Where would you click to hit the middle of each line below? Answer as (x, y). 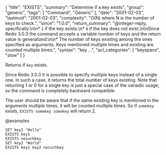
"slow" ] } (15, 55)
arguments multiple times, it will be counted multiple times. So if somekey (80, 106)
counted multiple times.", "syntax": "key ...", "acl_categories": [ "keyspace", (83, 50)
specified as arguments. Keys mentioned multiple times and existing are (79, 44)
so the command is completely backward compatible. (61, 91)
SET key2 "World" (23, 143)
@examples (17, 121)
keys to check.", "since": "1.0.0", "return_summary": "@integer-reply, (76, 23)
